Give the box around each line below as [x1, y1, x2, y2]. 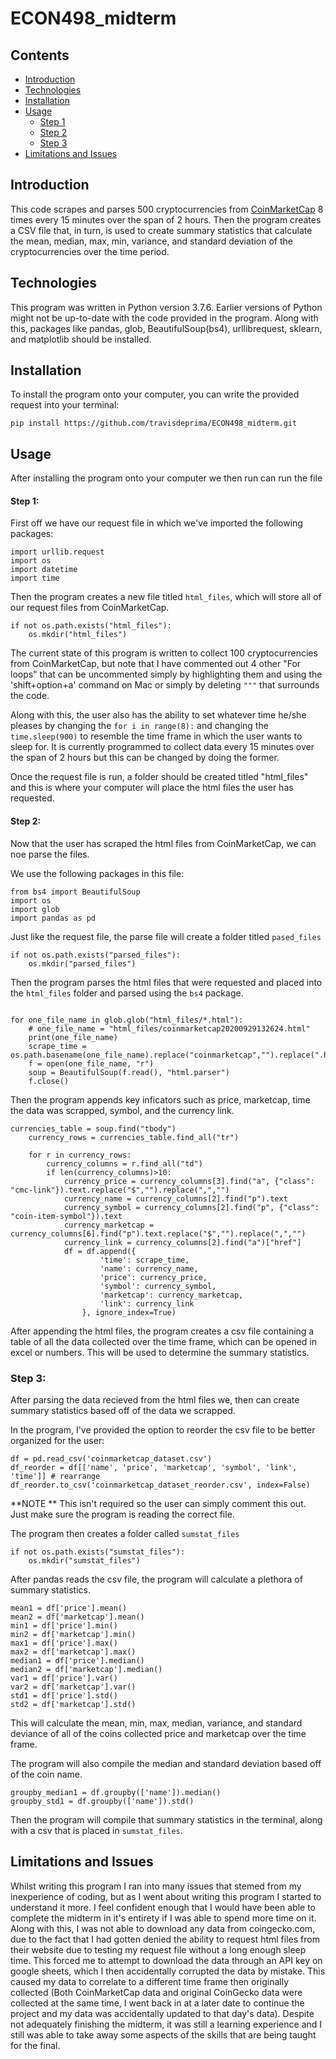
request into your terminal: [10, 399, 120, 411]
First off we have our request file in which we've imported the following [10, 517, 303, 529]
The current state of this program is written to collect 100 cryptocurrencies [10, 647, 318, 659]
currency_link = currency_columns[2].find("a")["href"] [63, 1237, 302, 1247]
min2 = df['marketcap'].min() [10, 1629, 137, 1639]
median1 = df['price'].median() [10, 1655, 145, 1666]
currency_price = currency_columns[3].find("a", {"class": [63, 1176, 315, 1186]
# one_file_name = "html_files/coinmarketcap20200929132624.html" [28, 1023, 311, 1034]
